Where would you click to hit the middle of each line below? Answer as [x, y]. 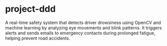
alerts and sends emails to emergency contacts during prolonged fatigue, [80, 33]
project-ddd [31, 9]
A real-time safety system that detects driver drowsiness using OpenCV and [83, 23]
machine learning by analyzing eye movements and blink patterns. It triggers [83, 27]
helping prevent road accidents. [38, 38]
